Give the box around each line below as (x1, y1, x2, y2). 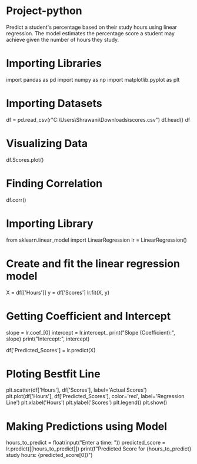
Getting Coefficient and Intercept (6, 309, 171, 323)
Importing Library (6, 216, 94, 230)
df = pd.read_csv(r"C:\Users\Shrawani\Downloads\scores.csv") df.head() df (6, 116, 191, 123)
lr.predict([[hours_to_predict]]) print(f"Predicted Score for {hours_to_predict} (6, 445, 192, 452)
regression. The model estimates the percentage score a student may (6, 29, 175, 36)
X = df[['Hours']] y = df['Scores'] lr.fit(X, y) (6, 289, 110, 296)
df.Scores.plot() (6, 156, 44, 163)
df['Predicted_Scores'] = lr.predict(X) (6, 346, 96, 353)
